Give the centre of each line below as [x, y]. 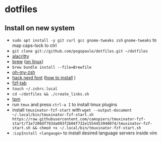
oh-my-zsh [24, 72]
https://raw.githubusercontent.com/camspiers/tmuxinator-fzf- [79, 119]
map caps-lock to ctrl [34, 45]
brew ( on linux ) [28, 61]
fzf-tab [19, 83]
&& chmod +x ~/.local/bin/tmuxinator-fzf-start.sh [87, 128]
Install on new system [40, 28]
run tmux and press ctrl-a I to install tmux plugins [65, 104]
